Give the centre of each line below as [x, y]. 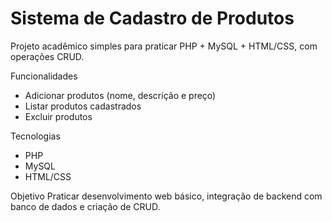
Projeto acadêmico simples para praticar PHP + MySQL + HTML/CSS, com [164, 46]
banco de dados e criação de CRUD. [85, 206]
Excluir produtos [58, 116]
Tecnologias [35, 136]
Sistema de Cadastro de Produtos [152, 18]
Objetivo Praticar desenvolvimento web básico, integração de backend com [166, 196]
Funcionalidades [44, 76]
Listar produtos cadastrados [83, 106]
